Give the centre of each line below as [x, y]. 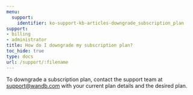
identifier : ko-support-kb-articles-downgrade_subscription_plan [101, 23]
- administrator [26, 40]
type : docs [20, 57]
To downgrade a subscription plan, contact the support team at [84, 79]
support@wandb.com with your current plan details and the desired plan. [97, 85]
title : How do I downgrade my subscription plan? [70, 46]
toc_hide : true [25, 51]
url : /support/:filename [37, 62]
